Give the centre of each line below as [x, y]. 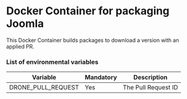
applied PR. [20, 47]
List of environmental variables [52, 62]
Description [150, 78]
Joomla [25, 24]
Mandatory [101, 78]
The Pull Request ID [150, 88]
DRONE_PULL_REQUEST [44, 88]
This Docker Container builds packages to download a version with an [93, 40]
